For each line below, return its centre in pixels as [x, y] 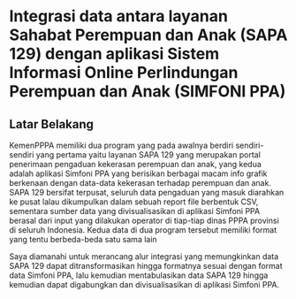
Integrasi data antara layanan [118, 16]
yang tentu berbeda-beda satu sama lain [83, 239]
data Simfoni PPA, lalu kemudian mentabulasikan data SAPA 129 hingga [139, 275]
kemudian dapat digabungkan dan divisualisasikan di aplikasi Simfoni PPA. [144, 284]
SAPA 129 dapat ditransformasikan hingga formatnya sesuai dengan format [146, 266]
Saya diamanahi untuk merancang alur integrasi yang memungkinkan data [144, 257]
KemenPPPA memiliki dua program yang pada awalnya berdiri [121, 145]
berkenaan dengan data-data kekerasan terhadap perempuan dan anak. [140, 183]
